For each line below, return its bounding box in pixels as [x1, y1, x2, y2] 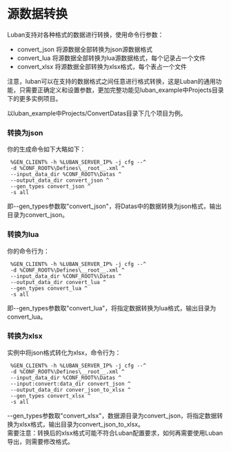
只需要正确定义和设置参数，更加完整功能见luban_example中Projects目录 [19, 86, 224, 94]
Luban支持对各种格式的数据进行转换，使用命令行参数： [7, 30, 164, 39]
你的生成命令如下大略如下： [7, 145, 86, 153]
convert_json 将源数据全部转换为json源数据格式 [17, 45, 153, 53]
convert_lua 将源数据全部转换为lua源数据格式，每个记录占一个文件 [17, 53, 205, 62]
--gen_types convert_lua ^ [10, 285, 88, 292]
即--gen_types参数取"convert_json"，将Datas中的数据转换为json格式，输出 [7, 202, 222, 211]
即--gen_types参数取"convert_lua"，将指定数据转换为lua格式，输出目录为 [7, 303, 217, 312]
